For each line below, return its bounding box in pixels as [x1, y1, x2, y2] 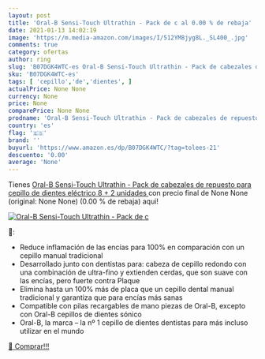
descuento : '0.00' [8, 151, 69, 159]
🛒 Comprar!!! [8, 342, 50, 351]
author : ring [8, 56, 51, 64]
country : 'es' [8, 122, 55, 129]
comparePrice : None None [8, 107, 90, 115]
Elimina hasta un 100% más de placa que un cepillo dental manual [19, 285, 234, 294]
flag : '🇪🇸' [8, 129, 47, 136]
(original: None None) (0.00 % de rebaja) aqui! [8, 196, 159, 206]
